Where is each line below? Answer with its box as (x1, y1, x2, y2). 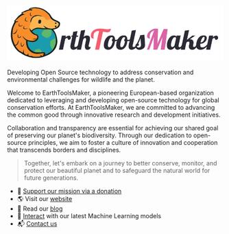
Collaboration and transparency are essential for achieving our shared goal (7, 124, 219, 132)
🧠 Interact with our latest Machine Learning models (16, 211, 162, 220)
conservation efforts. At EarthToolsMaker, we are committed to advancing (7, 103, 215, 111)
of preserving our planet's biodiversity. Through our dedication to (7, 131, 192, 139)
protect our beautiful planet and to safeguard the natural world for (23, 166, 210, 174)
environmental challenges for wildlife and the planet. (7, 75, 156, 84)
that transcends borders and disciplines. (7, 145, 121, 154)
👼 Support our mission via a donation (16, 187, 122, 195)
